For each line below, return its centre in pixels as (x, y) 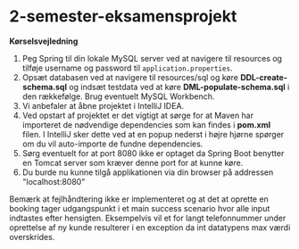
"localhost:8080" (54, 181)
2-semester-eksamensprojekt (123, 17)
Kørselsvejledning (44, 41)
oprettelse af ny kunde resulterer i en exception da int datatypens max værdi (150, 227)
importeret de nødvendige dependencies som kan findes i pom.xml (146, 124)
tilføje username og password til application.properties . (127, 68)
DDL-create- (264, 77)
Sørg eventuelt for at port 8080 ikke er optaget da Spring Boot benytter (153, 153)
